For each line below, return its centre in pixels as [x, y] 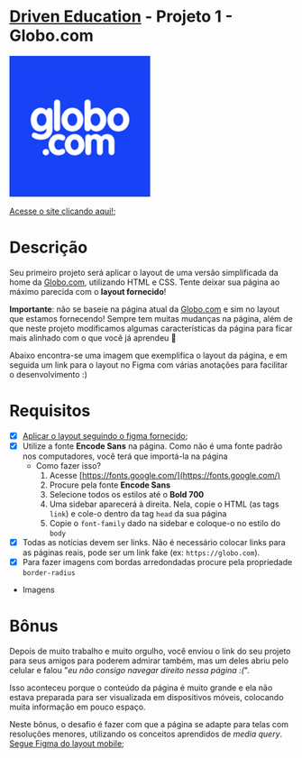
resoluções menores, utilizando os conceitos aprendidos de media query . [146, 734]
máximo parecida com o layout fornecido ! [88, 291]
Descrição [49, 247]
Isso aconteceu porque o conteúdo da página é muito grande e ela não [141, 688]
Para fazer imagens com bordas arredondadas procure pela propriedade [157, 562]
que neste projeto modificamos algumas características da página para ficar [151, 328]
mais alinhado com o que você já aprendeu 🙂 [93, 338]
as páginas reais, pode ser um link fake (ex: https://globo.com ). [141, 553]
